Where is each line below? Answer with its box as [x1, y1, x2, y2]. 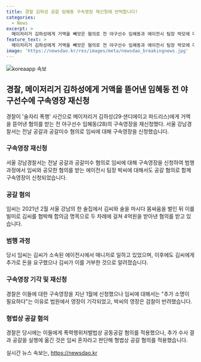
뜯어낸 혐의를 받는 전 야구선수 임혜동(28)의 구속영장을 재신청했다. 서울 [12, 120, 176, 127]
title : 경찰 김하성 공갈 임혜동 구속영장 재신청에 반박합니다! [6, 8, 138, 15]
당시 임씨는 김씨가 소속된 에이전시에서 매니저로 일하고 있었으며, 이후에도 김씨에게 [6, 252, 195, 259]
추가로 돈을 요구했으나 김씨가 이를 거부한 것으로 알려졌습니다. [6, 259, 148, 266]
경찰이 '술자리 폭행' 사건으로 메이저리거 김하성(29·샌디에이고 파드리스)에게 [6, 112, 179, 120]
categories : [6, 14, 36, 20]
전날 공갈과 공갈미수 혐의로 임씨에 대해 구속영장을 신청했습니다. [22, 127, 169, 135]
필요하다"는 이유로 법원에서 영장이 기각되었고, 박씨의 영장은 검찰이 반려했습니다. [6, 298, 193, 305]
